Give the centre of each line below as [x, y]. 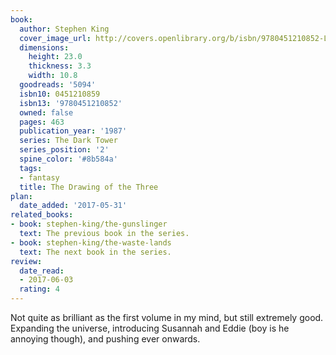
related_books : [42, 215]
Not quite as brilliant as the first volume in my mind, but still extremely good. [167, 317]
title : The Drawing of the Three [89, 187]
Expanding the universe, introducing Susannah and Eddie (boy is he [150, 328]
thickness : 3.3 [60, 66]
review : [26, 261]
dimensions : [44, 47]
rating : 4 [39, 289]
